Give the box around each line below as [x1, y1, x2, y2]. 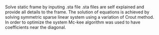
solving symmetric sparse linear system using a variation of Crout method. [5, 14, 154, 20]
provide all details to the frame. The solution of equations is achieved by [5, 9, 150, 15]
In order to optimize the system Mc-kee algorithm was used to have [5, 19, 141, 25]
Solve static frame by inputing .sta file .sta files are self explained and [5, 4, 144, 10]
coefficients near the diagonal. [5, 24, 67, 30]
